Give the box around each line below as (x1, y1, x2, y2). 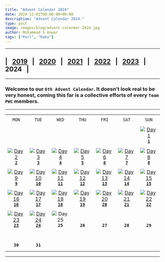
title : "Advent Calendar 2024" (5, 7, 69, 12)
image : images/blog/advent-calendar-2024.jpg (5, 26, 100, 30)
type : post (5, 21, 27, 26)
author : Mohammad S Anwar (5, 30, 58, 35)
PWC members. (5, 98, 39, 105)
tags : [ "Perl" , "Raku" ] (5, 35, 54, 40)
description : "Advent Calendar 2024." (5, 16, 84, 21)
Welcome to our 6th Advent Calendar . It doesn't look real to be (5, 86, 155, 92)
